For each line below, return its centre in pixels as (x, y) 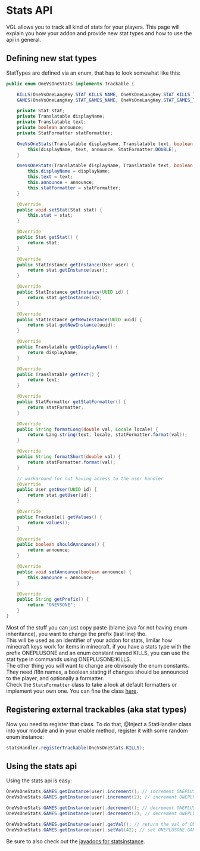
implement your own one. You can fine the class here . (72, 691)
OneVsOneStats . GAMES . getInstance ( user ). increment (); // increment (90, 792)
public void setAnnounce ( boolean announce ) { (74, 572)
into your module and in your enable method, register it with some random (97, 730)
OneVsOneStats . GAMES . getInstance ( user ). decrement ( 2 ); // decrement (92, 813)
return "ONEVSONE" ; (52, 605)
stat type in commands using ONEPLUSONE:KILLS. (69, 659)
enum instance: (25, 737)
